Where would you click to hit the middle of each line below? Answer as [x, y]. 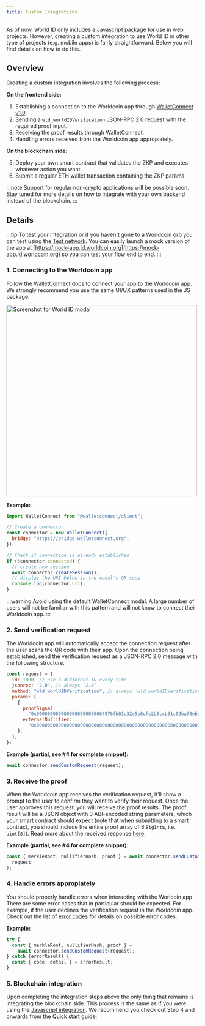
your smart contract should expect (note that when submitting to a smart [98, 820]
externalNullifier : [47, 720]
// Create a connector [35, 527]
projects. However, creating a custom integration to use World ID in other [98, 36]
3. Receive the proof [37, 781]
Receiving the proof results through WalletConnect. [80, 133]
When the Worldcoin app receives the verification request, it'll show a [94, 794]
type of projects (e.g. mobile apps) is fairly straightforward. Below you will [99, 42]
